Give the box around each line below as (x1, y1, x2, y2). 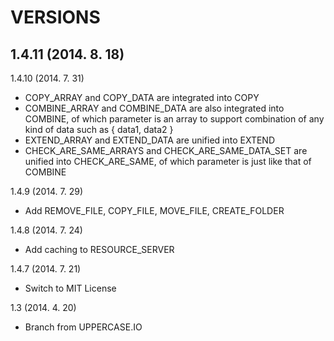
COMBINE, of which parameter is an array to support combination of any (24, 113, 325, 125)
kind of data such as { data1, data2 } (24, 124, 174, 135)
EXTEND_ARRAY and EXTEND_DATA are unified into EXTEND (24, 134, 276, 146)
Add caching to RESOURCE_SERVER (24, 244, 175, 255)
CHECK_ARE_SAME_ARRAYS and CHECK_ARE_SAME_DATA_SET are (24, 145, 308, 156)
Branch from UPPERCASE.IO (24, 321, 143, 333)
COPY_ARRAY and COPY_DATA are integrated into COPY (24, 92, 260, 103)
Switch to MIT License (24, 282, 117, 294)
